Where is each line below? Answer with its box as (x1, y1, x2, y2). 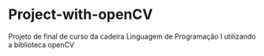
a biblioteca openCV (8, 39, 75, 49)
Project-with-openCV (8, 6, 153, 24)
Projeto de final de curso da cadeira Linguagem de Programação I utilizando (8, 32, 256, 41)
